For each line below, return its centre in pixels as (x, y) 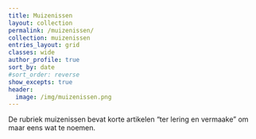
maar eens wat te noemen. (52, 128)
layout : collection (41, 23)
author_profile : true (44, 60)
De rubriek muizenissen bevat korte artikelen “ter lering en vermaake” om (128, 119)
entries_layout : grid (44, 45)
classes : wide (32, 52)
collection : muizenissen (49, 38)
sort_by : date (32, 68)
